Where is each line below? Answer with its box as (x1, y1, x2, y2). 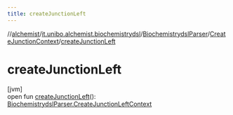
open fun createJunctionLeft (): (7, 92, 96, 100)
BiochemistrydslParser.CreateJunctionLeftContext (7, 100, 152, 108)
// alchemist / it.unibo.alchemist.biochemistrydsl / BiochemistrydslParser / (7, 29, 211, 38)
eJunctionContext (7, 36, 60, 46)
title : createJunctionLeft (7, 10, 86, 18)
